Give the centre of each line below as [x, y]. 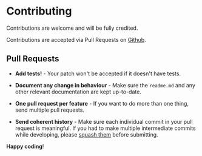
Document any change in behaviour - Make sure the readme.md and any [105, 85]
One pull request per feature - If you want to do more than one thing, [102, 103]
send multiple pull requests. [50, 110]
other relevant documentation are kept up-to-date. [78, 92]
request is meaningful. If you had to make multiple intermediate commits [105, 128]
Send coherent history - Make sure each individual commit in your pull [104, 121]
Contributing [39, 11]
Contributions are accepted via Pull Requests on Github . [76, 39]
